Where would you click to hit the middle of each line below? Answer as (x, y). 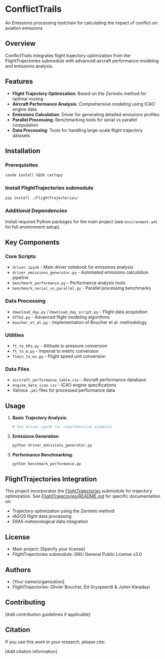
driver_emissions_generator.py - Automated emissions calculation (80, 272)
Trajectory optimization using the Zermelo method (63, 511)
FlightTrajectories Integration (51, 479)
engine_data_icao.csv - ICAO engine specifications (64, 385)
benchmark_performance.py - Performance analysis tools (69, 283)
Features (19, 82)
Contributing (25, 602)
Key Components (32, 242)
